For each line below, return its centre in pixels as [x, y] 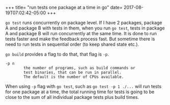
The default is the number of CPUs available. [74, 77]
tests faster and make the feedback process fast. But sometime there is [80, 39]
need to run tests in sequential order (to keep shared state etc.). [72, 44]
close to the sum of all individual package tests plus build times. [72, 97]
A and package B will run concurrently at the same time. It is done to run [81, 33]
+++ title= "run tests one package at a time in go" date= [64, 7]
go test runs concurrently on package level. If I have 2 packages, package [84, 23]
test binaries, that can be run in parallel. [73, 72]
